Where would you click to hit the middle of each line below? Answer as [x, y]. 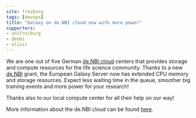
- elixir [17, 45]
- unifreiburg [24, 34]
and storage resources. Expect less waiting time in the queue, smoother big [98, 80]
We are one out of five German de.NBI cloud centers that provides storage [97, 61]
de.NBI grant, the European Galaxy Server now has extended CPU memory [97, 74]
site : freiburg [25, 12]
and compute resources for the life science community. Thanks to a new [94, 67]
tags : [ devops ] [25, 17]
